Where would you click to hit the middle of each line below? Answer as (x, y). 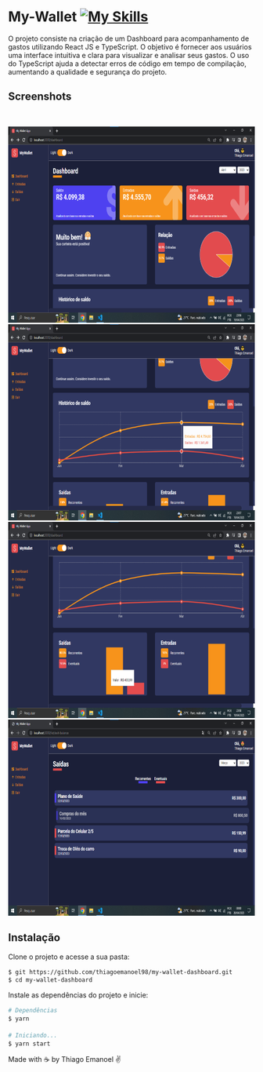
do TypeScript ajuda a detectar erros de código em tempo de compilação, (127, 64)
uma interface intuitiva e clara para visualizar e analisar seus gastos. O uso (129, 55)
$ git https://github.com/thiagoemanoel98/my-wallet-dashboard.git (121, 972)
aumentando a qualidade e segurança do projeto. (88, 71)
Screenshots (40, 97)
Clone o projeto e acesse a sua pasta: (69, 957)
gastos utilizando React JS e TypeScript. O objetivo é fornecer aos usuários (130, 46)
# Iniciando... (33, 1035)
